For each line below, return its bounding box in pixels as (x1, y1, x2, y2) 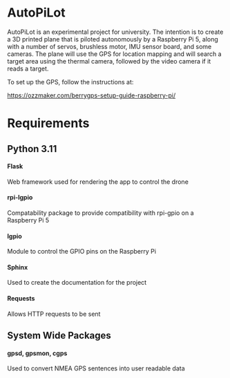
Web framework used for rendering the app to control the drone (7, 178, 189, 186)
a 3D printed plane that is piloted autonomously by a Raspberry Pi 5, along (7, 35, 219, 43)
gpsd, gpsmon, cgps (7, 349, 68, 357)
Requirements (7, 115, 90, 131)
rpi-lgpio (7, 193, 33, 202)
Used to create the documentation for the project (7, 278, 147, 287)
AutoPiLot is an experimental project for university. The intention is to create (7, 28, 224, 36)
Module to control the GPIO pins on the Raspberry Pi (7, 247, 157, 256)
